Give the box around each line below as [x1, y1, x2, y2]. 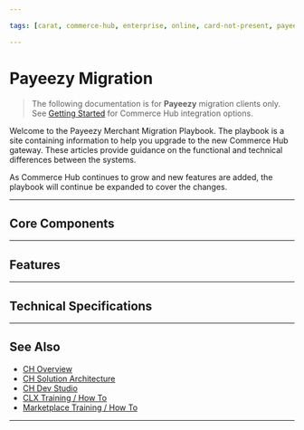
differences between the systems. [9, 154, 137, 165]
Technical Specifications [9, 298, 153, 313]
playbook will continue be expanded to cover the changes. [9, 181, 228, 192]
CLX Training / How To [22, 392, 107, 403]
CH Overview [22, 363, 72, 374]
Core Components [9, 215, 115, 231]
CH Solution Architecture [22, 373, 116, 384]
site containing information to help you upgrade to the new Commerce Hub [9, 135, 289, 146]
